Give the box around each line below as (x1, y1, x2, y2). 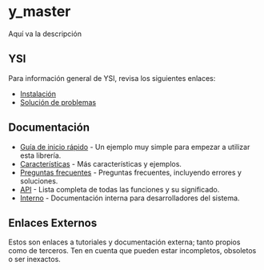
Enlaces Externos (8, 216, 98, 230)
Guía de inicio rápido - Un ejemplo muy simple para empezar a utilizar (19, 142, 250, 151)
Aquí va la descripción (8, 29, 82, 38)
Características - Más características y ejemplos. (19, 159, 182, 168)
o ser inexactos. (8, 255, 62, 264)
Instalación (19, 89, 57, 99)
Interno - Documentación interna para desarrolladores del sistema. (19, 193, 240, 203)
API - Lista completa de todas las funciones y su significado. (19, 184, 220, 194)
